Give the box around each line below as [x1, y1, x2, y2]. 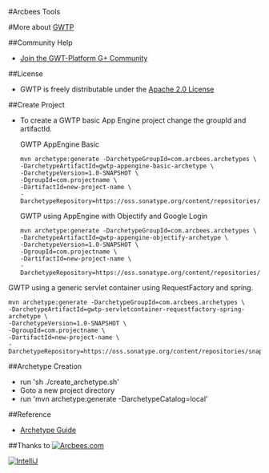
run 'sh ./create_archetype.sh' [19, 377, 120, 386]
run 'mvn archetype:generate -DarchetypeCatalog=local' [19, 394, 208, 403]
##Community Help [8, 38, 74, 47]
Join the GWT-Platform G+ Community [19, 54, 148, 63]
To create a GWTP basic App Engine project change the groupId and [19, 115, 247, 125]
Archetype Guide [19, 425, 77, 435]
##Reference [8, 410, 52, 419]
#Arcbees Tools [8, 7, 61, 16]
